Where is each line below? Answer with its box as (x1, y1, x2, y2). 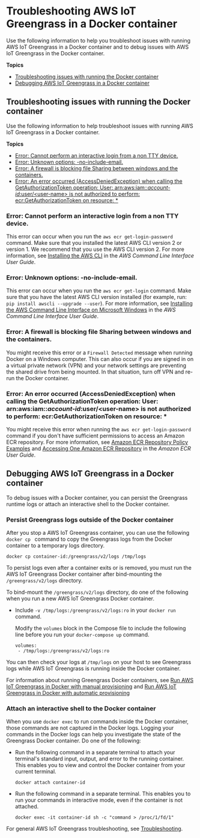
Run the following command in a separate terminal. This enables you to (14, 790, 191, 798)
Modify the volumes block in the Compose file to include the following (14, 624, 186, 632)
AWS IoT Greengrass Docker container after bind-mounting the (6, 570, 162, 578)
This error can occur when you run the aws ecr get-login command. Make (6, 287, 192, 294)
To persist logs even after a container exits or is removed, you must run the (6, 564, 192, 572)
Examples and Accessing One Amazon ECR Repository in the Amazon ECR (6, 445, 191, 452)
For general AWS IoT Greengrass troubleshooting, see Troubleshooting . (6, 825, 183, 833)
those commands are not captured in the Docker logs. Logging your (6, 724, 174, 732)
